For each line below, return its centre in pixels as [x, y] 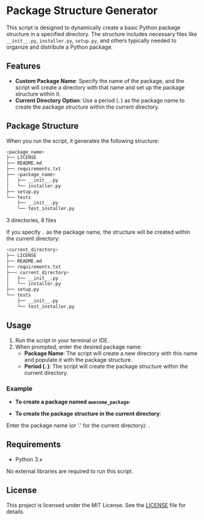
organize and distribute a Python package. [60, 47]
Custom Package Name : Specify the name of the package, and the [100, 81]
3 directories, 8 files [31, 220]
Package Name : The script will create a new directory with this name [111, 353]
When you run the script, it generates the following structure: [83, 140]
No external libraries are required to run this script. [70, 471]
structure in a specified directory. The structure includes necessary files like [102, 34]
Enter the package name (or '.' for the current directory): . [78, 425]
